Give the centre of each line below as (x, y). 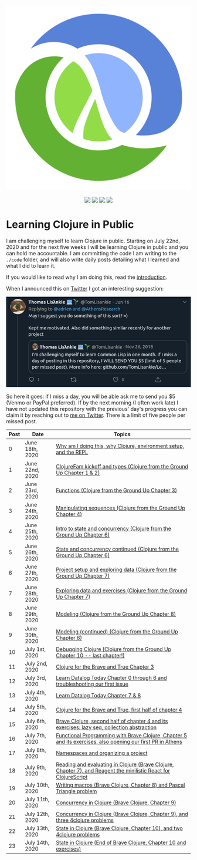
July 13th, (37, 828)
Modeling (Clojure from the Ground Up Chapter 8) (116, 614)
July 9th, (35, 767)
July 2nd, (36, 664)
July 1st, (35, 649)
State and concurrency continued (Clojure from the (117, 549)
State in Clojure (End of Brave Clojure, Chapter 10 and (121, 843)
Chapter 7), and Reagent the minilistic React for (113, 770)
